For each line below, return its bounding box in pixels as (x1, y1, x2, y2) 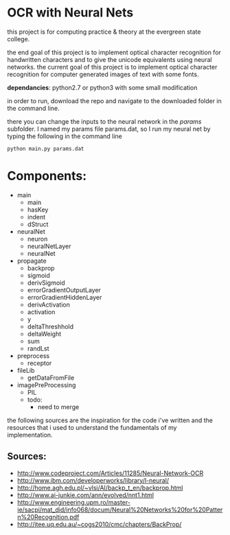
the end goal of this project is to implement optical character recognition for (7, 48, 222, 56)
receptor (27, 359, 52, 367)
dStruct (27, 220, 49, 228)
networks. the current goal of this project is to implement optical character (7, 63, 218, 71)
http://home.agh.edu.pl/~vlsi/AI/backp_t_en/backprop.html (16, 483, 183, 492)
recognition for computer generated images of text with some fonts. (7, 70, 199, 78)
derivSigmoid (27, 279, 65, 287)
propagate (16, 256, 47, 265)
